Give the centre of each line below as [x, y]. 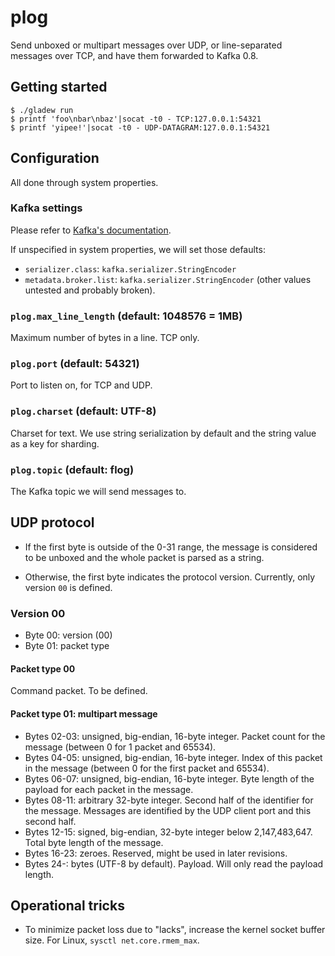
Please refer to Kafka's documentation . [91, 230]
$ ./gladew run [42, 110]
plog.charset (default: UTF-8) [83, 411]
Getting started [59, 87]
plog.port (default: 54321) [75, 364]
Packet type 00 [43, 668]
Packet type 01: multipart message [84, 713]
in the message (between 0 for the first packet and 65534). [147, 768]
